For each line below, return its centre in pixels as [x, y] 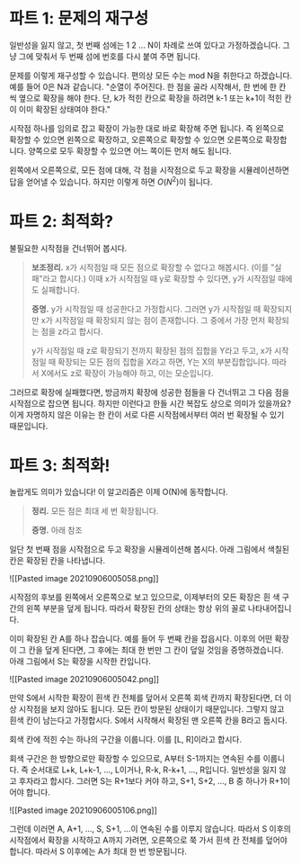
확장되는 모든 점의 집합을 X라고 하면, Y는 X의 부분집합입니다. [164, 362]
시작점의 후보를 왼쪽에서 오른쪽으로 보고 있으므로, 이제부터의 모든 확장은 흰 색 [145, 597]
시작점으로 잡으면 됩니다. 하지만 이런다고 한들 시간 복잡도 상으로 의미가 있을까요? [150, 403]
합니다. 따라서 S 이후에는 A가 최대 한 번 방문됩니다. [98, 851]
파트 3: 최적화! [60, 465]
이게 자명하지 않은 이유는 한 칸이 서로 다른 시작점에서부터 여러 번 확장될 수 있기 [147, 414]
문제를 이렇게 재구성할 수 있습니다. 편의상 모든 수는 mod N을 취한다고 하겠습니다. [151, 75]
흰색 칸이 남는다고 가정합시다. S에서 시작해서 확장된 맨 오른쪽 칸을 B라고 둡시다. [148, 720]
